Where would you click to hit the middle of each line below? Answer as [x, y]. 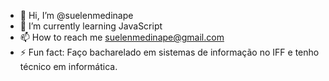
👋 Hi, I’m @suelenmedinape [76, 15]
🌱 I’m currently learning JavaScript [91, 26]
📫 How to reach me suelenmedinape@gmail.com [122, 37]
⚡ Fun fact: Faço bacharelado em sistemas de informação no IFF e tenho [169, 52]
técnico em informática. [68, 66]
